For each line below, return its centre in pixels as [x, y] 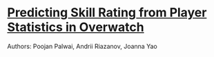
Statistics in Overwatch [76, 27]
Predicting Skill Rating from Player [107, 13]
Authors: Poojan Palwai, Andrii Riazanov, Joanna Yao [82, 46]
